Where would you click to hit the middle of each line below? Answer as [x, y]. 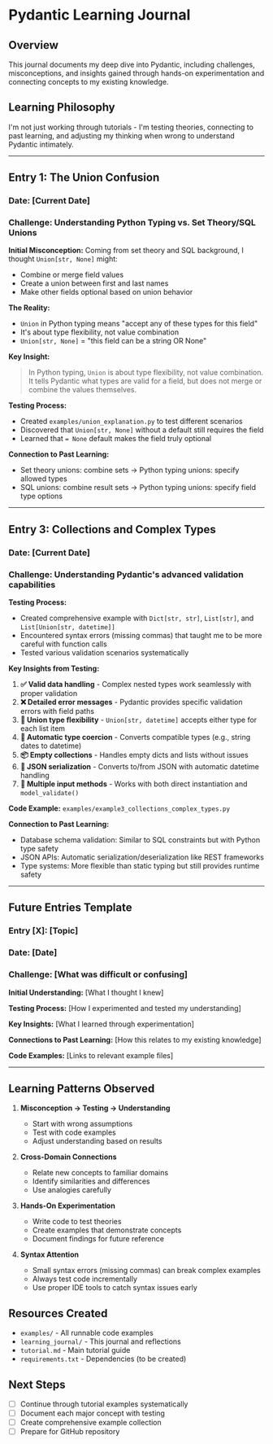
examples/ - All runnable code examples [87, 1333]
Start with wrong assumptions [82, 1124]
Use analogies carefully [72, 1190]
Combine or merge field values [72, 275]
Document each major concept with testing [92, 1413]
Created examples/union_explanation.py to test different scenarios [131, 422]
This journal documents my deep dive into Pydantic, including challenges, [132, 64]
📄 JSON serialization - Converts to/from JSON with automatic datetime [140, 767]
